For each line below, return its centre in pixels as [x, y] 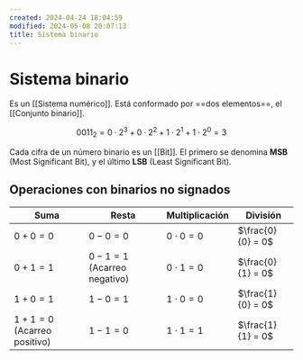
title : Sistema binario [54, 34]
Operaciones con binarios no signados [120, 190]
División [264, 215]
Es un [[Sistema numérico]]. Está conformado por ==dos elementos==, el [146, 103]
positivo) [32, 341]
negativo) [109, 278]
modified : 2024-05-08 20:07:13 [68, 26]
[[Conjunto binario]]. [47, 113]
